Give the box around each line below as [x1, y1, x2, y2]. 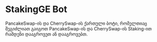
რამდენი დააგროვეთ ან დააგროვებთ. [5, 31, 88, 37]
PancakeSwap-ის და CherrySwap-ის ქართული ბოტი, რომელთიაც [5, 20, 147, 26]
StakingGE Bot [5, 4, 68, 15]
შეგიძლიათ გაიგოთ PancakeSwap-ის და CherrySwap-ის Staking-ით [5, 25, 152, 31]
